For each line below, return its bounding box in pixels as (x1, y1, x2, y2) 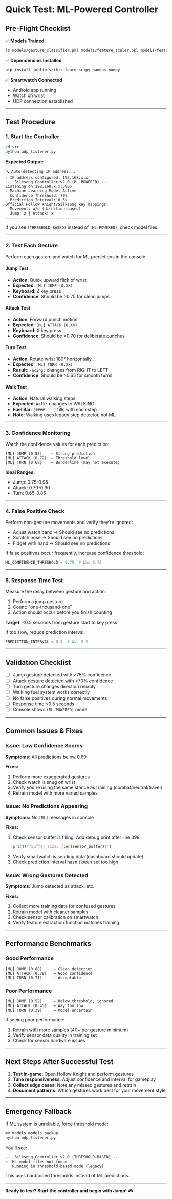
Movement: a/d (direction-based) (10, 206, 81, 211)
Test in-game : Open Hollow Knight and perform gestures (12, 1071, 134, 1077)
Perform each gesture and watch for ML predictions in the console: (5, 254, 147, 260)
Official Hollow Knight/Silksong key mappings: (5, 202, 109, 207)
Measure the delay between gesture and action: (5, 589, 106, 595)
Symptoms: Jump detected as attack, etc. (5, 883, 95, 889)
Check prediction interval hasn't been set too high (12, 859, 119, 865)
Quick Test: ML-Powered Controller (5, 4, 159, 15)
